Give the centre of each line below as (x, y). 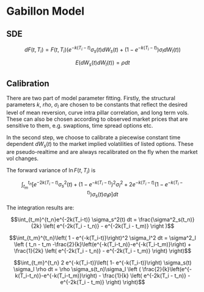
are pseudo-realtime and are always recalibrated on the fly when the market (102, 151)
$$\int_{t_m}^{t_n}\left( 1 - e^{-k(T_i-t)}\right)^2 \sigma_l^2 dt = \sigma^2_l (103, 238)
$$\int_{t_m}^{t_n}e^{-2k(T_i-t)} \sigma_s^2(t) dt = (74, 219)
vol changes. (22, 158)
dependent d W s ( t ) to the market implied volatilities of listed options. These (100, 144)
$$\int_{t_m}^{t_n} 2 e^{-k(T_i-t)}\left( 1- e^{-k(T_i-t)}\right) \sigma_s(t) (103, 262)
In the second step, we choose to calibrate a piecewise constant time (93, 137)
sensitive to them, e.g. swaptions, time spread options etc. (80, 125)
